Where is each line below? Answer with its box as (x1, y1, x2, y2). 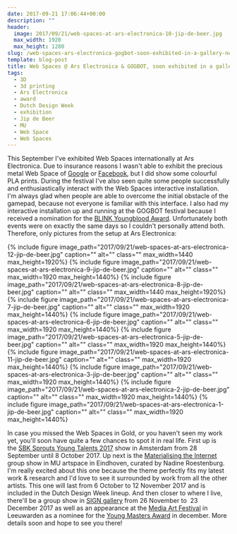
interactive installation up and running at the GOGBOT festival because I (7, 207, 217, 215)
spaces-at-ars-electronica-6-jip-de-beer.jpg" (7, 318, 140, 327)
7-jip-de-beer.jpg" (7, 303, 61, 311)
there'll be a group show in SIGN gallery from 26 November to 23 (7, 497, 198, 505)
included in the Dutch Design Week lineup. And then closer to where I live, (7, 489, 223, 497)
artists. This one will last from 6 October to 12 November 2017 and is (7, 481, 206, 490)
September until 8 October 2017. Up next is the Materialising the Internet (7, 451, 217, 460)
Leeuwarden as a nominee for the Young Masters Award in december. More (7, 511, 227, 520)
